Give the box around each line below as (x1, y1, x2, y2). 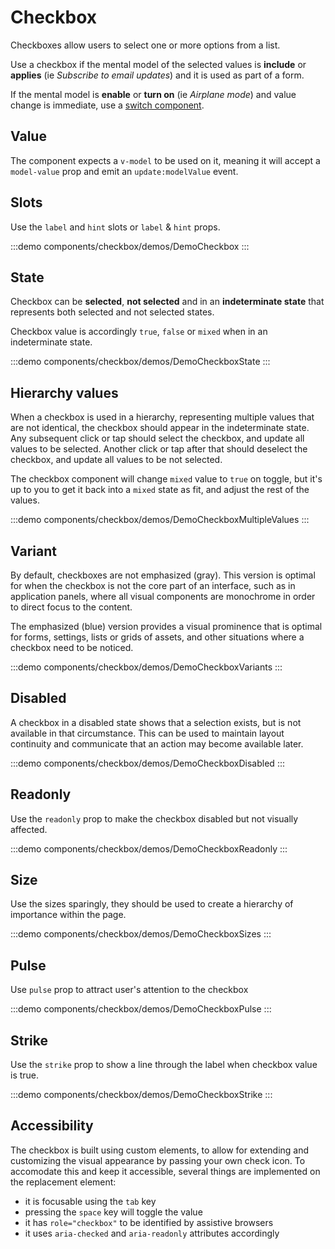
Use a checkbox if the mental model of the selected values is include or (10, 58, 307, 70)
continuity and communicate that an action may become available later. (10, 737, 304, 750)
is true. (10, 1069, 40, 1081)
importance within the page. (10, 909, 127, 921)
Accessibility (10, 1117, 94, 1135)
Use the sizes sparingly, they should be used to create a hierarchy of (10, 898, 294, 910)
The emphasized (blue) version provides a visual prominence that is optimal (10, 621, 323, 632)
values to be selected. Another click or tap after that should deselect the (10, 443, 308, 455)
